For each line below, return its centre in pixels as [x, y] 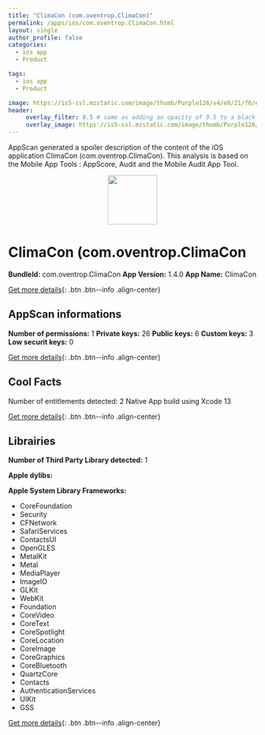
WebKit [32, 598]
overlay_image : [51, 125]
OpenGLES [37, 548]
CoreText [34, 624]
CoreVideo [37, 615]
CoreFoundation [46, 506]
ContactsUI [38, 540]
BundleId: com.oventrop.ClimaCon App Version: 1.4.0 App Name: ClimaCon [132, 274]
